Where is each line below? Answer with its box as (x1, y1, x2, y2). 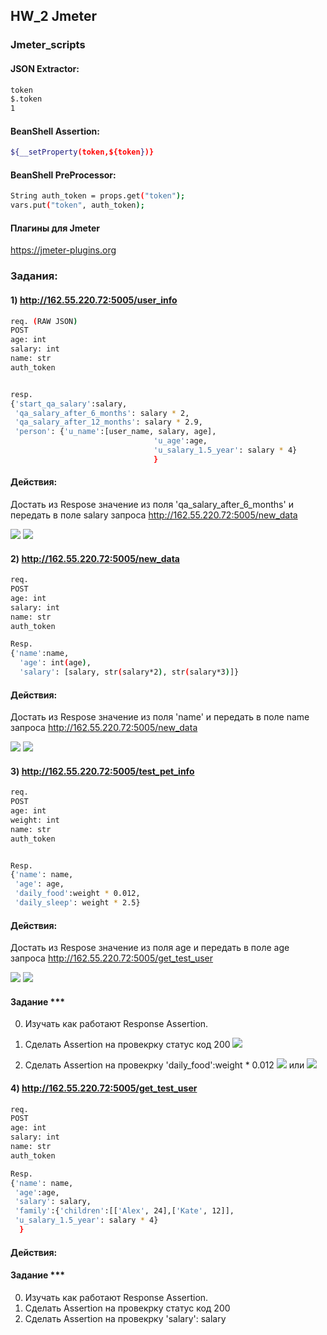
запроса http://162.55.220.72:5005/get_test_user (10, 952, 214, 964)
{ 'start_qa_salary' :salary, (10, 399, 128, 409)
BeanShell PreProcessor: (10, 169, 117, 181)
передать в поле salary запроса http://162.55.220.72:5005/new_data (10, 509, 298, 521)
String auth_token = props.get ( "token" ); (10, 191, 186, 201)
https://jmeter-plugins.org (10, 244, 117, 256)
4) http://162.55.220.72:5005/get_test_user (10, 1082, 198, 1094)
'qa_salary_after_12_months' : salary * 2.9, (14, 417, 203, 428)
